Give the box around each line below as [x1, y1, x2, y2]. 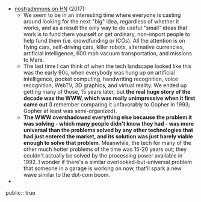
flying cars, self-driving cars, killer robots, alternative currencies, [23, 43, 185, 50]
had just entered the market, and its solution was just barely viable [23, 133, 193, 140]
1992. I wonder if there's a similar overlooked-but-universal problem [23, 159, 193, 165]
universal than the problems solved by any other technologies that [23, 126, 194, 133]
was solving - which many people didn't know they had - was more [23, 120, 194, 127]
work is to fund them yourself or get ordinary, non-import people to [23, 31, 191, 38]
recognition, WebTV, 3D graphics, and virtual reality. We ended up [23, 82, 187, 89]
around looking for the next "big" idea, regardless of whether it [23, 18, 179, 25]
